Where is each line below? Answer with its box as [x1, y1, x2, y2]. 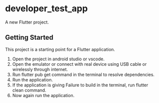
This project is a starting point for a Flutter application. [5, 46, 115, 52]
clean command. [12, 87, 47, 93]
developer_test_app [5, 3, 88, 14]
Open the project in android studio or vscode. [12, 56, 105, 62]
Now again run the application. [12, 92, 75, 98]
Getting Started [5, 33, 54, 42]
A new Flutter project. [5, 19, 49, 25]
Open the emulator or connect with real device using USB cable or [12, 61, 147, 67]
